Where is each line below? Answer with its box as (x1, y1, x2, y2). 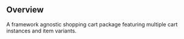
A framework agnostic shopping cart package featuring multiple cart (6, 20, 178, 28)
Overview (6, 5, 44, 15)
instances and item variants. (6, 27, 77, 34)
